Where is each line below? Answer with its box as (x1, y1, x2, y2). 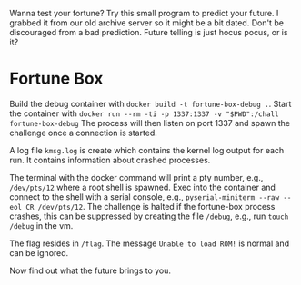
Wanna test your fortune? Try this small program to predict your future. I (9, 8, 279, 18)
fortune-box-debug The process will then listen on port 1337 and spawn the (9, 117, 291, 128)
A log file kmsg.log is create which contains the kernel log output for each (9, 144, 285, 155)
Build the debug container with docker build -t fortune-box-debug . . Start (9, 98, 292, 109)
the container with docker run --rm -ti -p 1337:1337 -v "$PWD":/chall (9, 108, 279, 119)
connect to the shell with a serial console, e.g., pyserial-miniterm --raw (9, 191, 280, 202)
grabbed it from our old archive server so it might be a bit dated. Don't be (9, 17, 285, 28)
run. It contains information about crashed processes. (9, 154, 211, 165)
